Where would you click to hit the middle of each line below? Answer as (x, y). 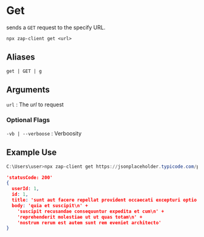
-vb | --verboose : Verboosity (44, 133)
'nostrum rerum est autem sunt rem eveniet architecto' (90, 222)
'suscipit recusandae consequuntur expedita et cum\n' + (91, 211)
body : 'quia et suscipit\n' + (50, 205)
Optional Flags (28, 120)
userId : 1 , (25, 189)
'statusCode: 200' (29, 177)
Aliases (21, 57)
